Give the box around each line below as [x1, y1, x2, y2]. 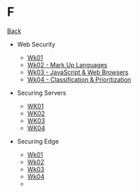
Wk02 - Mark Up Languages [27, 60, 108, 69]
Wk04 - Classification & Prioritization [27, 75, 132, 83]
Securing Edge [16, 137, 59, 145]
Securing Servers [16, 89, 66, 97]
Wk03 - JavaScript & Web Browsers [27, 68, 128, 76]
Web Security [16, 40, 56, 48]
